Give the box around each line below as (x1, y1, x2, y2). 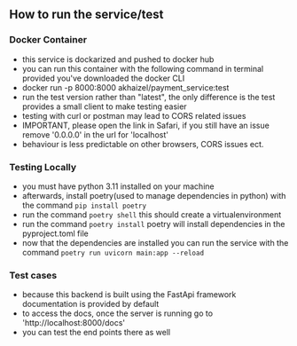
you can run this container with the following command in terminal (21, 63, 264, 74)
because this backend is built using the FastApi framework (21, 289, 237, 300)
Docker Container (9, 34, 87, 46)
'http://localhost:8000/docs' (21, 318, 126, 328)
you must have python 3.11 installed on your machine (21, 181, 215, 192)
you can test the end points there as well (21, 327, 171, 338)
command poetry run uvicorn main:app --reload (21, 247, 205, 257)
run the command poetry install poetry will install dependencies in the (21, 218, 285, 229)
